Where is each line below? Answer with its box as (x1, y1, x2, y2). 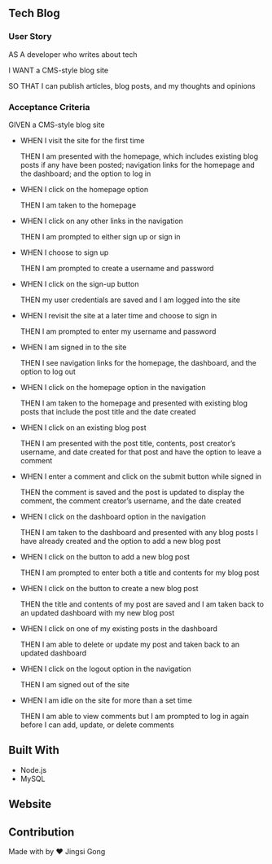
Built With (8, 743, 59, 757)
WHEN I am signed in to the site (20, 342, 127, 352)
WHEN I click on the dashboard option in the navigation (20, 511, 206, 521)
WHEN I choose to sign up (20, 248, 109, 257)
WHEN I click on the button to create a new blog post (20, 583, 199, 593)
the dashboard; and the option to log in (20, 169, 151, 178)
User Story (8, 31, 52, 42)
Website (8, 797, 51, 811)
